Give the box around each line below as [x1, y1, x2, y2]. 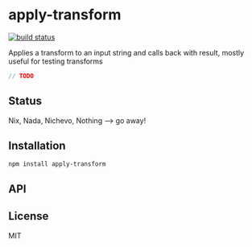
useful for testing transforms [8, 56, 103, 66]
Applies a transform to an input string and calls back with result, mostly [8, 47, 245, 57]
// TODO [8, 72, 35, 80]
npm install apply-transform [8, 160, 106, 168]
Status [8, 94, 43, 108]
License [8, 209, 49, 223]
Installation [8, 139, 66, 153]
